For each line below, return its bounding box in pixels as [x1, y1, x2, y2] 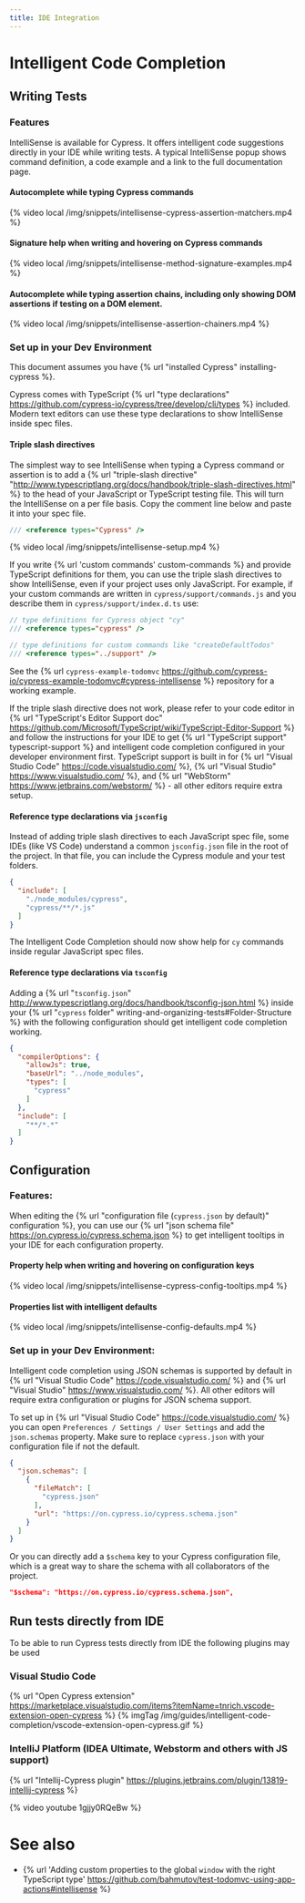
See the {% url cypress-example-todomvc [9, 665, 160, 676]
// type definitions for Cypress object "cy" [9, 616, 185, 625]
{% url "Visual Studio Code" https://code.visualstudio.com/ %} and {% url [9, 1374, 287, 1385]
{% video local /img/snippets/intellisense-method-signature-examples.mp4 [9, 257, 293, 269]
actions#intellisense [22, 1883, 98, 1894]
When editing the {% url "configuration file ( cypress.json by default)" [9, 1209, 269, 1221]
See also [9, 1834, 76, 1855]
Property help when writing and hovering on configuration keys [9, 1260, 255, 1271]
